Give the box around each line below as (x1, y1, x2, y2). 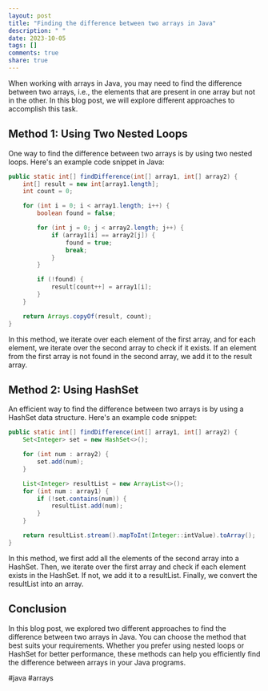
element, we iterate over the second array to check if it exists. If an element (8, 342, 258, 353)
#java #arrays (8, 673, 54, 682)
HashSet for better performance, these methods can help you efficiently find (8, 649, 261, 658)
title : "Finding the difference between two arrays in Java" (8, 19, 217, 27)
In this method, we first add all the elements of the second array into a (8, 553, 240, 563)
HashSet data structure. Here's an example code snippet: (8, 413, 198, 422)
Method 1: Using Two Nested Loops (8, 127, 188, 141)
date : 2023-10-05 (8, 34, 66, 42)
